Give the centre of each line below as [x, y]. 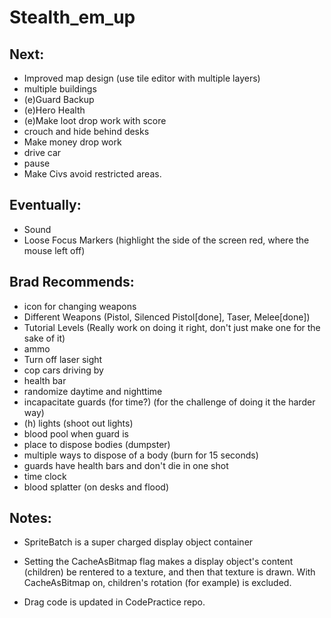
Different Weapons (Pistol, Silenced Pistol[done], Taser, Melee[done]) [167, 317]
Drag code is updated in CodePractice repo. [114, 602]
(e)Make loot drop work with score [95, 120]
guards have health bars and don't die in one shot [126, 465]
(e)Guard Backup [59, 99]
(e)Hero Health [54, 110]
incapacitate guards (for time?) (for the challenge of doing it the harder [169, 402]
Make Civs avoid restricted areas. [92, 174]
